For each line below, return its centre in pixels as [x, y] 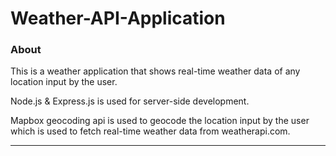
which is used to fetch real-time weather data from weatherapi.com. [150, 131]
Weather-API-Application [118, 18]
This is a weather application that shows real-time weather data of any [155, 71]
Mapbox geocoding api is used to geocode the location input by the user [160, 121]
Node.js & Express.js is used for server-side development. [130, 101]
